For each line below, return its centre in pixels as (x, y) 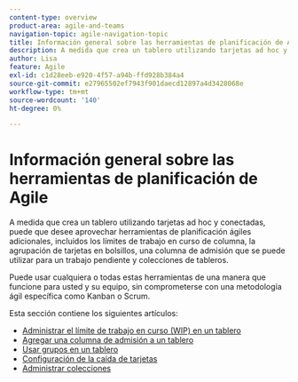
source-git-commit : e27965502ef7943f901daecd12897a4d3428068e (126, 84)
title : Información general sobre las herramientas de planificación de (146, 42)
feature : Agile (37, 68)
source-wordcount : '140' (55, 100)
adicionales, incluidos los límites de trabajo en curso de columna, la (132, 242)
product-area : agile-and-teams (67, 26)
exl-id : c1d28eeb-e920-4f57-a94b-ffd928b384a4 (97, 76)
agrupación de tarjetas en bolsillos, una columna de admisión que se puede (147, 251)
